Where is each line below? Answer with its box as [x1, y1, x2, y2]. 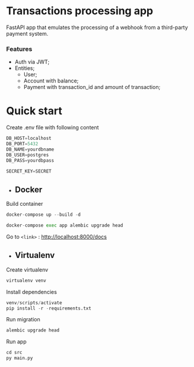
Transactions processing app [6, 4, 153, 18]
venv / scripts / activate [6, 299, 62, 306]
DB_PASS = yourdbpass [6, 157, 55, 164]
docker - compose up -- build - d [6, 212, 81, 218]
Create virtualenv [6, 266, 49, 273]
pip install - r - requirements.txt [6, 305, 92, 311]
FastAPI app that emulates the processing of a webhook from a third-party [6, 24, 188, 31]
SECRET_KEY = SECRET [6, 168, 52, 174]
